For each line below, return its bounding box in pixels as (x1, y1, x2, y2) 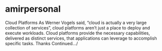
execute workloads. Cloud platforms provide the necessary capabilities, (5, 30, 150, 36)
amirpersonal (5, 3, 61, 15)
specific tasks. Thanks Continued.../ (5, 40, 78, 46)
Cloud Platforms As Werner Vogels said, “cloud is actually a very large (5, 20, 147, 25)
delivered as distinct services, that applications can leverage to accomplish (5, 35, 157, 41)
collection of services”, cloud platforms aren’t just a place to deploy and (5, 25, 150, 30)
